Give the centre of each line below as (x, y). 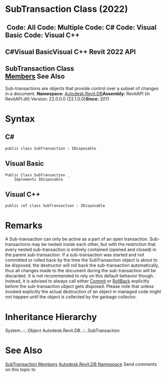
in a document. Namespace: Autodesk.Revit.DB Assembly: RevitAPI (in (78, 94)
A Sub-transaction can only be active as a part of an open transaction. (77, 239)
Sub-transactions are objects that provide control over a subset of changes (82, 88)
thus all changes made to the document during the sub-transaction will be (81, 271)
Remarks (24, 225)
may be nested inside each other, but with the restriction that (94, 244)
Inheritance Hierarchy (51, 317)
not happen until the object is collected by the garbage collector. (71, 297)
